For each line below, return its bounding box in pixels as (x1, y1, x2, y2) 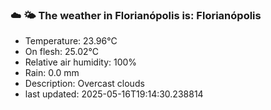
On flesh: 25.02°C (24, 46, 100, 58)
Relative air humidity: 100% (24, 56, 138, 68)
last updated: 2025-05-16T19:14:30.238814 (24, 88, 204, 100)
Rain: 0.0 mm (24, 67, 80, 79)
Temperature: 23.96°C (24, 35, 118, 47)
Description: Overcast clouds (24, 78, 145, 90)
